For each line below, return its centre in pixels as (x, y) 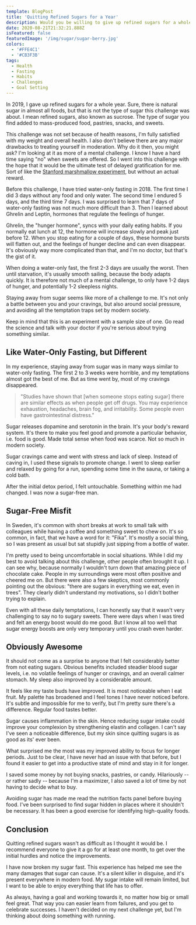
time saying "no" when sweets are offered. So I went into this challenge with (98, 159)
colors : (15, 44)
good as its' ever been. (34, 740)
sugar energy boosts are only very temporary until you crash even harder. (95, 628)
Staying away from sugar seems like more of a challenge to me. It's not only (97, 298)
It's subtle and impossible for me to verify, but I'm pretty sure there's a (91, 703)
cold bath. (18, 475)
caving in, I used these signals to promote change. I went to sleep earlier (93, 462)
